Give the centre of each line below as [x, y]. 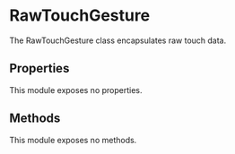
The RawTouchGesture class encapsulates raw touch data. [118, 40]
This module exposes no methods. [73, 140]
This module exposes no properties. [76, 90]
